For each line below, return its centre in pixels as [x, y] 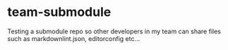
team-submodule [59, 12]
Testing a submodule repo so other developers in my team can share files [114, 31]
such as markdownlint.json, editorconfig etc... [74, 38]
